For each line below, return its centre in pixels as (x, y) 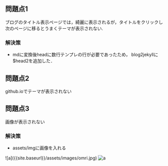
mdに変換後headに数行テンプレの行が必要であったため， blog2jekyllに (85, 55)
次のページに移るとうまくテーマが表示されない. (54, 28)
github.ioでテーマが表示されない (38, 91)
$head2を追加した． (34, 61)
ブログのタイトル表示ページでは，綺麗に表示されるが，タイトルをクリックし (84, 22)
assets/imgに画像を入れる (39, 148)
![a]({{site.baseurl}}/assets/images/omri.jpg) (51, 158)
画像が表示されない (25, 122)
